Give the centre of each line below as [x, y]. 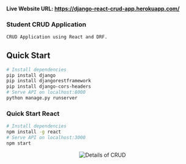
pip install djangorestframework [49, 81]
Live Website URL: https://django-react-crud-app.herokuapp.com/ [93, 9]
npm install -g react [34, 132]
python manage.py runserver [42, 98]
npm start [19, 143]
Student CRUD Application [46, 24]
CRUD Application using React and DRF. [57, 37]
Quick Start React [33, 113]
